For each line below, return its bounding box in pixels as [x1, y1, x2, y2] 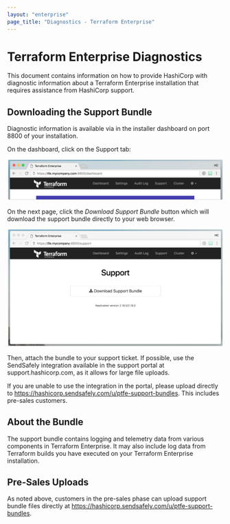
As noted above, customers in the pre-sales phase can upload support [7, 494, 207, 503]
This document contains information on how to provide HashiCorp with [7, 72, 208, 80]
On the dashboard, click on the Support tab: [7, 145, 132, 154]
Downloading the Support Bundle [7, 106, 152, 118]
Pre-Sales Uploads [7, 476, 89, 488]
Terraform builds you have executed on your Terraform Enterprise [7, 449, 194, 457]
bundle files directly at [7, 502, 71, 510]
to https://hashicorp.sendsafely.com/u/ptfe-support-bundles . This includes [7, 389, 220, 397]
